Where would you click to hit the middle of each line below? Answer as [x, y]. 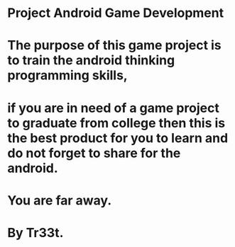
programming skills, [67, 75]
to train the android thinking [91, 61]
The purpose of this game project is [114, 46]
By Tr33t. [35, 232]
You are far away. [60, 200]
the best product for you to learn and [118, 138]
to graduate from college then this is [116, 123]
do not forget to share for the [94, 153]
